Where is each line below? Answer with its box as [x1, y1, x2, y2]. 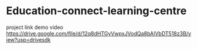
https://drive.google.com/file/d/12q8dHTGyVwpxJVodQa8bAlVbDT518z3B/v [6, 30, 192, 37]
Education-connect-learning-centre [6, 4, 187, 18]
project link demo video [6, 24, 64, 31]
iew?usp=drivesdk [6, 36, 51, 43]
